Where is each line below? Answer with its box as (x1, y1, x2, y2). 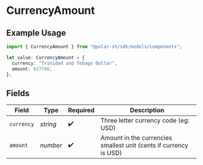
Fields (6, 88, 30, 99)
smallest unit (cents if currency (100, 141, 188, 150)
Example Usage (6, 28, 66, 38)
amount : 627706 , (11, 66, 53, 72)
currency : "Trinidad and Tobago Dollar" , (11, 60, 118, 66)
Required (68, 106, 95, 115)
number (40, 141, 62, 150)
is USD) (100, 149, 123, 157)
